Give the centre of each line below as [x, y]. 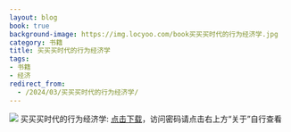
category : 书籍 [36, 42]
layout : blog [33, 17]
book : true [29, 26]
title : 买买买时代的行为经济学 [60, 51]
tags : [19, 59]
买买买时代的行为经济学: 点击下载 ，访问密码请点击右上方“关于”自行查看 [151, 119]
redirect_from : [37, 84]
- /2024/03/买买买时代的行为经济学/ [78, 92]
